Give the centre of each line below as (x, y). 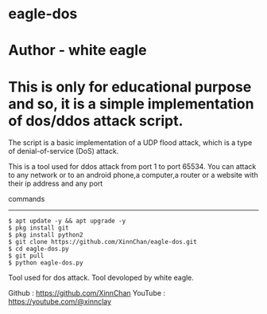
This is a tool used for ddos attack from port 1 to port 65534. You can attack (132, 167)
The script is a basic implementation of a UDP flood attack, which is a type (130, 143)
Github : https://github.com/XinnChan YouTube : (87, 293)
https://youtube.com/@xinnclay (60, 302)
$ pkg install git (39, 228)
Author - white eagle (77, 51)
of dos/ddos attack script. (96, 121)
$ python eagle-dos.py (46, 263)
